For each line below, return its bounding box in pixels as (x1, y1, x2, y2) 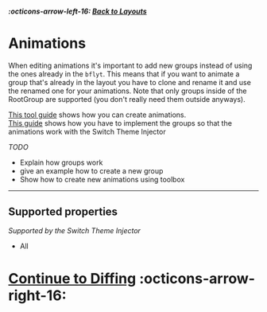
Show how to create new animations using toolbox (19, 174, 185, 184)
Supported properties (8, 205, 118, 218)
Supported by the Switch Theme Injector (8, 226, 141, 236)
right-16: (8, 287, 67, 304)
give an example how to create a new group (19, 166, 164, 175)
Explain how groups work (19, 158, 103, 167)
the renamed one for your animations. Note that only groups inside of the (8, 86, 247, 96)
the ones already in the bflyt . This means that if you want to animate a (8, 68, 240, 79)
